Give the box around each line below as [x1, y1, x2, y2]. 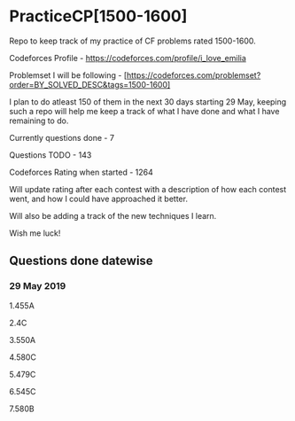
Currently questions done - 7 [9, 132, 115, 143]
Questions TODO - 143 [9, 149, 92, 160]
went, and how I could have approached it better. [9, 193, 189, 204]
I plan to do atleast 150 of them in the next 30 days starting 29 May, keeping [9, 96, 287, 107]
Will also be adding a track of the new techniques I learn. [9, 210, 217, 221]
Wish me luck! [9, 228, 61, 238]
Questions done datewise [9, 253, 153, 269]
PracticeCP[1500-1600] [9, 6, 188, 27]
